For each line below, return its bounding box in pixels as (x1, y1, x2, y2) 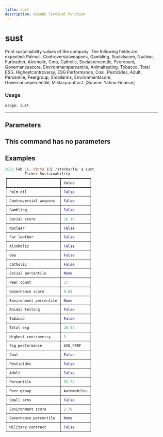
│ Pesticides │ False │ (5, 361, 92, 366)
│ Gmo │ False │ (5, 253, 92, 258)
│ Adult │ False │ (5, 370, 92, 375)
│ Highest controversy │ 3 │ (5, 334, 92, 339)
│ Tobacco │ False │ (5, 316, 92, 321)
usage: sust (5, 103, 29, 108)
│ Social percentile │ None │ (5, 271, 92, 276)
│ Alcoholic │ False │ (5, 244, 92, 249)
